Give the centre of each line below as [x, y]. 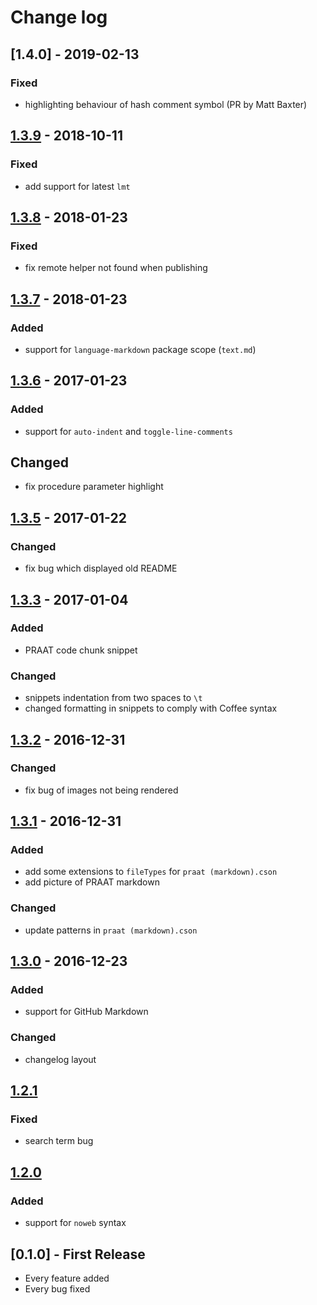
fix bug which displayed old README [101, 568]
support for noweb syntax [75, 1223]
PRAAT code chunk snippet [81, 650]
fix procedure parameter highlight [94, 487]
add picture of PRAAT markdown [92, 882]
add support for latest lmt [77, 186]
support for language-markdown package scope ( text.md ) [140, 349]
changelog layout [60, 1059]
